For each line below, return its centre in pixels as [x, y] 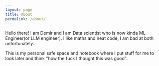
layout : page [19, 10]
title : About [19, 14]
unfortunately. [20, 44]
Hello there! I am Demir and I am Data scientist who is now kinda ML [75, 33]
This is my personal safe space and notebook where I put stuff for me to [80, 53]
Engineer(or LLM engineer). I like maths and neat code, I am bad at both [79, 38]
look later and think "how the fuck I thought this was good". [66, 59]
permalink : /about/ [26, 19]
